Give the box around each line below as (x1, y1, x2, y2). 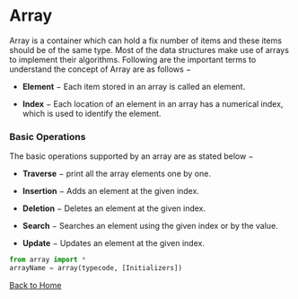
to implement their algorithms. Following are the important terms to (9, 54, 257, 65)
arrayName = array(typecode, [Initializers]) (9, 264, 182, 273)
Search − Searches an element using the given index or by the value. (22, 221, 278, 232)
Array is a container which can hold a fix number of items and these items (9, 35, 283, 46)
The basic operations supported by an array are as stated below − (9, 151, 254, 162)
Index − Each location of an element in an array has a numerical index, (22, 98, 284, 109)
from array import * (9, 255, 87, 265)
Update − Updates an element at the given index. (22, 238, 205, 249)
